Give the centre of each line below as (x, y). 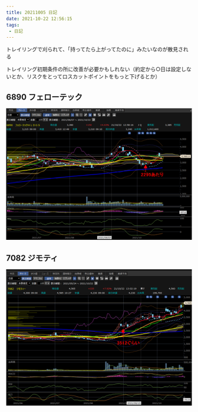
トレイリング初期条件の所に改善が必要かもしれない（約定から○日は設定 (94, 69)
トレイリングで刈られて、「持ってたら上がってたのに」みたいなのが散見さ (95, 50)
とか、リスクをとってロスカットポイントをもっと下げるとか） (86, 77)
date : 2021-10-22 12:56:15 (39, 19)
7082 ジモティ (32, 258)
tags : (13, 25)
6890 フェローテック (44, 97)
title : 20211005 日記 (32, 12)
